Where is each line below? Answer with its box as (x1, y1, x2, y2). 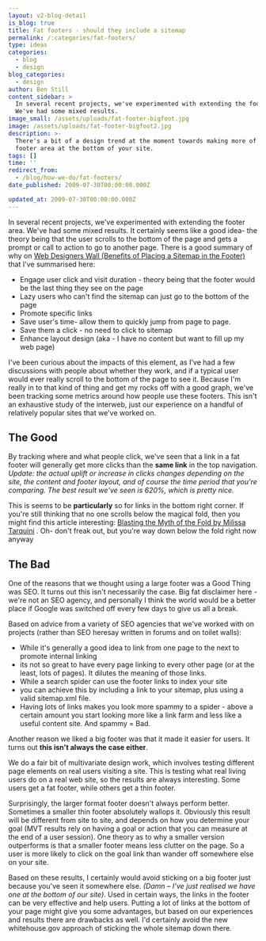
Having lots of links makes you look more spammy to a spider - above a (19, 702, 253, 712)
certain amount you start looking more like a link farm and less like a (19, 710, 242, 720)
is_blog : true (8, 19, 55, 27)
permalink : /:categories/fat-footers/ (8, 33, 136, 42)
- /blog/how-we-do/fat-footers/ (15, 174, 123, 182)
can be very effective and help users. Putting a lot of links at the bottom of (8, 898, 251, 908)
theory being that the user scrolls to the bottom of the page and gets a (8, 234, 237, 243)
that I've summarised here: (8, 259, 96, 269)
